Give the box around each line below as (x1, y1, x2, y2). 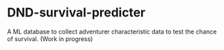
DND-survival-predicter (7, 5, 146, 21)
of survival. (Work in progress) (7, 34, 93, 42)
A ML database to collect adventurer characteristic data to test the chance (7, 27, 217, 36)
